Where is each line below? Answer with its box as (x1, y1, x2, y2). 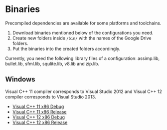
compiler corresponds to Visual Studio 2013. (5, 93, 96, 99)
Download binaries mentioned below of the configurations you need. (12, 29, 154, 35)
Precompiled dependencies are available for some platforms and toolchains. (5, 20, 162, 26)
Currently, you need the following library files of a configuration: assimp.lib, (5, 55, 160, 61)
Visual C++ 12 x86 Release (12, 119, 68, 125)
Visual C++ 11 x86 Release (12, 108, 67, 114)
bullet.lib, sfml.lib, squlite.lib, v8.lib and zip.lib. (5, 60, 100, 66)
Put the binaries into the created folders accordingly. (12, 45, 121, 51)
